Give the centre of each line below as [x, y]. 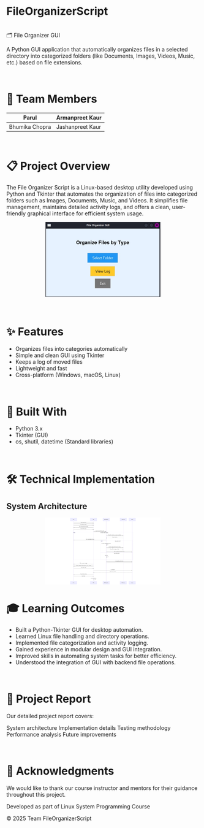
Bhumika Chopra [30, 126]
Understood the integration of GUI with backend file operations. [96, 662]
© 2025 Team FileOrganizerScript [49, 818]
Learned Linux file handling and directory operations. [82, 637]
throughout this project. [36, 794]
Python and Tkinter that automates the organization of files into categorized [102, 194]
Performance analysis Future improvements [61, 735]
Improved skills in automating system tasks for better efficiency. [96, 656]
